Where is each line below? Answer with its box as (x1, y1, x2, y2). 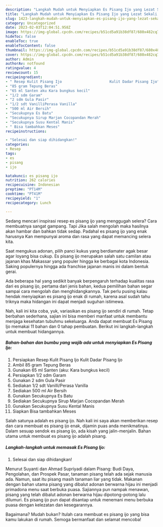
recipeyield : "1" (5, 196, 41, 201)
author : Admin (5, 57, 34, 62)
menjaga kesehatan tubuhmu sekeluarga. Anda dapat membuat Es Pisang (5, 318, 152, 324)
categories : (5, 142, 30, 147)
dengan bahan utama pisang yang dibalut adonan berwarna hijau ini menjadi (5, 481, 158, 487)
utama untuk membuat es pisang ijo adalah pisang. (5, 433, 107, 439)
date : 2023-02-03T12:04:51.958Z (5, 25, 71, 30)
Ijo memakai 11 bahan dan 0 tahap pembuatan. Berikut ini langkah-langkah (5, 323, 154, 329)
